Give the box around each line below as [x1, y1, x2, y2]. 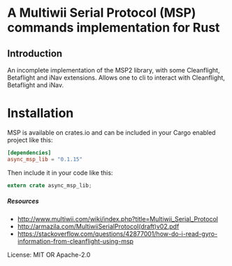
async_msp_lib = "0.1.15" [7, 156, 82, 163]
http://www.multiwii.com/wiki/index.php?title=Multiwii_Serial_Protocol [17, 214, 219, 223]
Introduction [7, 47, 63, 59]
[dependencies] [7, 149, 52, 156]
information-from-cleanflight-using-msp [17, 237, 134, 245]
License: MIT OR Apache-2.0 [7, 250, 91, 259]
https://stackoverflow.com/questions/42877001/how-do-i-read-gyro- [17, 229, 218, 238]
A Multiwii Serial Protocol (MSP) [7, 5, 196, 21]
